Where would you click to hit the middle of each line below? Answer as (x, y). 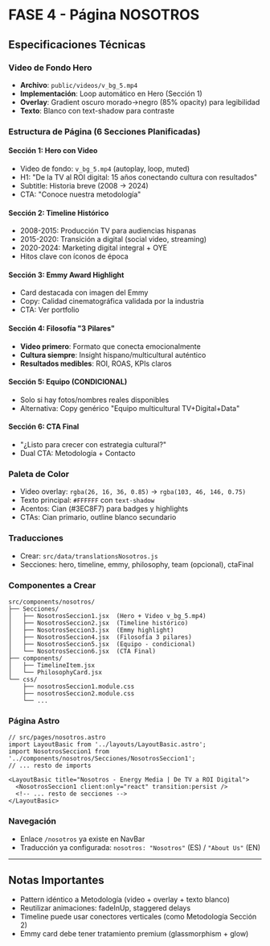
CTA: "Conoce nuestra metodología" (80, 194)
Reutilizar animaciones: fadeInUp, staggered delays (105, 908)
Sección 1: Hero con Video (53, 151)
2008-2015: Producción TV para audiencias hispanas (108, 230)
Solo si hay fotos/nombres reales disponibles (94, 400)
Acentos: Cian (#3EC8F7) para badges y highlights (104, 508)
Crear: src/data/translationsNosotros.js (89, 556)
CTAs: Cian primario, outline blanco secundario (98, 517)
